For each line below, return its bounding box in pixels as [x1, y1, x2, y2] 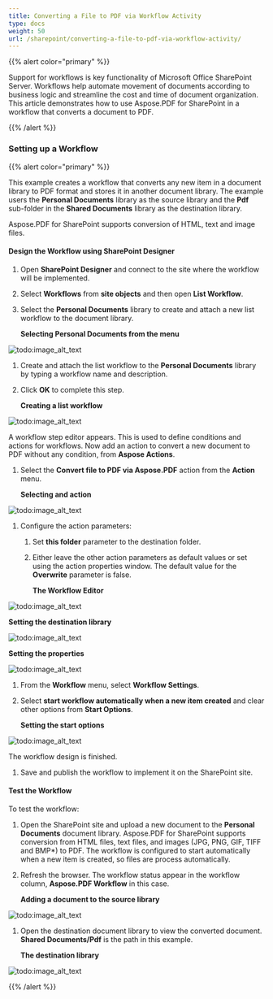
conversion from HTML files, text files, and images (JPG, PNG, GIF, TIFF [19, 836, 262, 846]
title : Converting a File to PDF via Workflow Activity [8, 11, 201, 20]
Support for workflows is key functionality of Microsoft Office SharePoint [8, 72, 252, 82]
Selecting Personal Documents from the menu [19, 328, 180, 338]
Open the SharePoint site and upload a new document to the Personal [19, 819, 255, 829]
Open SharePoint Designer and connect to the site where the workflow [19, 264, 260, 274]
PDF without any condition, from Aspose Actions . [8, 449, 175, 459]
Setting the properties [8, 648, 84, 658]
